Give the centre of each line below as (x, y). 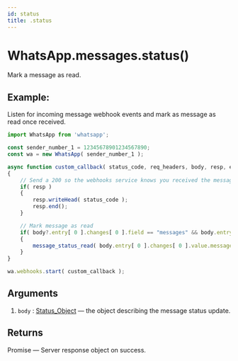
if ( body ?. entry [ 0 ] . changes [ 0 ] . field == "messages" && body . (119, 232)
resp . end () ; (51, 207)
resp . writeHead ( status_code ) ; (81, 200)
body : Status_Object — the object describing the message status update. (124, 310)
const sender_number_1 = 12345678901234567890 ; (79, 148)
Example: (28, 97)
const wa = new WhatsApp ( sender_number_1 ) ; (75, 154)
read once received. (36, 122)
